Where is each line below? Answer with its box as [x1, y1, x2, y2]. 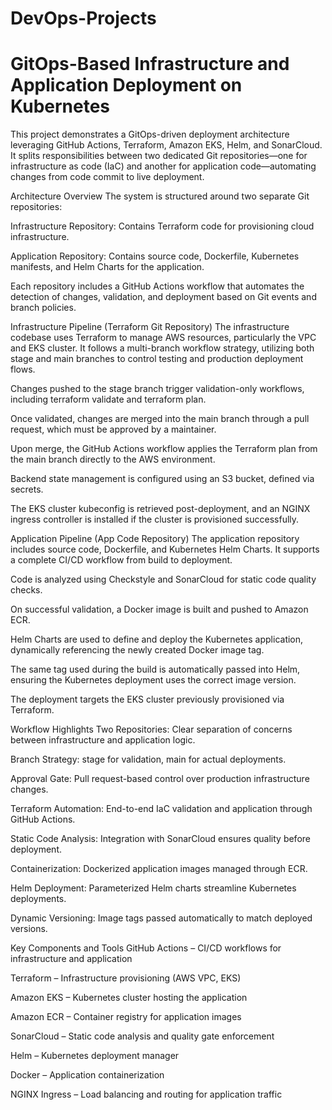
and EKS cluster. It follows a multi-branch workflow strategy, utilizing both [10, 342, 315, 354]
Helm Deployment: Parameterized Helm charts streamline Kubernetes [10, 882, 297, 894]
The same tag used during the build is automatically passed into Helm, [10, 663, 301, 676]
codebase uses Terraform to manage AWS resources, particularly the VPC [10, 332, 317, 344]
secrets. [10, 483, 44, 496]
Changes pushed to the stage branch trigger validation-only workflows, [10, 383, 305, 395]
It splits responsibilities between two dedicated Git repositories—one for [10, 150, 308, 162]
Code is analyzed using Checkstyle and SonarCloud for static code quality [10, 573, 317, 586]
